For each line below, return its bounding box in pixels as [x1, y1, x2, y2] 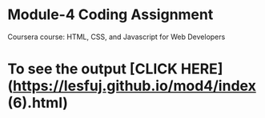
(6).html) [7, 94, 69, 112]
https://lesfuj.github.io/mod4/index [12, 77, 257, 95]
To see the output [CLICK [7, 60, 178, 78]
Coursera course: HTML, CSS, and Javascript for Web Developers [7, 32, 226, 41]
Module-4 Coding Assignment [7, 6, 214, 24]
